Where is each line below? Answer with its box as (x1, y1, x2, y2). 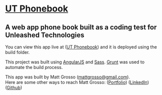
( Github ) (5, 84, 22, 90)
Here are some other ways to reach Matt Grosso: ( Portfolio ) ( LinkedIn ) (5, 79, 149, 85)
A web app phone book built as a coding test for (5, 23, 157, 31)
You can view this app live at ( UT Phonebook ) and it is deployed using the (5, 44, 157, 50)
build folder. (5, 49, 30, 55)
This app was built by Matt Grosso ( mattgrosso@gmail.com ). (5, 74, 130, 80)
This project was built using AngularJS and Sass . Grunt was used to (5, 59, 145, 65)
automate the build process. (5, 64, 63, 70)
